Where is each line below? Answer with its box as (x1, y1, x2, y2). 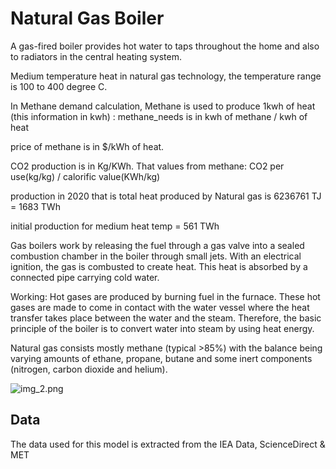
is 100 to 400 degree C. (10, 80, 108, 92)
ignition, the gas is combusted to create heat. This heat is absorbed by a (10, 260, 308, 272)
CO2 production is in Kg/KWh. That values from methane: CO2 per (10, 160, 285, 172)
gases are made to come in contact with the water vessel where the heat (10, 301, 310, 313)
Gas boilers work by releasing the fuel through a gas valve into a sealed (10, 239, 305, 251)
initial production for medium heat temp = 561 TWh (10, 220, 220, 232)
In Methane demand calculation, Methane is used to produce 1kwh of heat (10, 100, 316, 112)
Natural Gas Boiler (10, 7, 165, 30)
